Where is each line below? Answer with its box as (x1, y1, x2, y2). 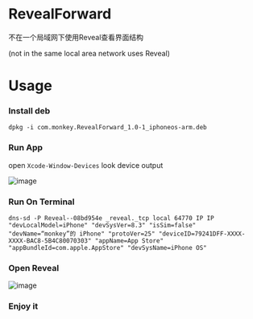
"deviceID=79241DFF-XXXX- (158, 230, 246, 238)
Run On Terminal (8, 196, 75, 207)
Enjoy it (8, 301, 39, 312)
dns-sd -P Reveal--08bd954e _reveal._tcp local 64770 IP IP (8, 215, 215, 223)
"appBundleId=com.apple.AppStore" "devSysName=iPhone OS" (8, 244, 207, 252)
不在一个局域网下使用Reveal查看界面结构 (8, 32, 143, 42)
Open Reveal (8, 262, 60, 273)
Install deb (8, 105, 51, 117)
